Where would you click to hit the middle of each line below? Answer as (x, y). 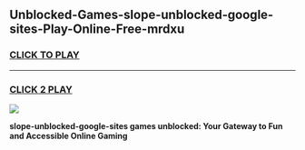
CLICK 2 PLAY (41, 89)
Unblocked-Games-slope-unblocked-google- (142, 15)
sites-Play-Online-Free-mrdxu (97, 30)
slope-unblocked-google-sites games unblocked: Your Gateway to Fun (146, 125)
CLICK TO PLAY (44, 55)
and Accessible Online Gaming (69, 135)
